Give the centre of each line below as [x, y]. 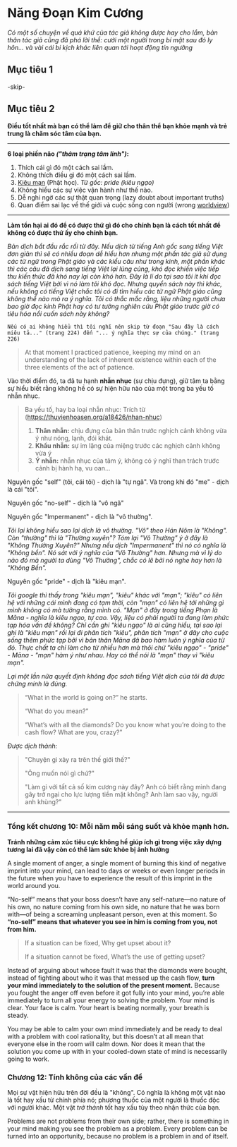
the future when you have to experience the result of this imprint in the [110, 878]
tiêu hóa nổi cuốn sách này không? [59, 314]
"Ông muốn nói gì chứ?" [60, 773]
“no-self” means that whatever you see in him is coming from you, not [113, 921]
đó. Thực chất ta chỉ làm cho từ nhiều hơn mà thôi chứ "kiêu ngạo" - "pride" [118, 648]
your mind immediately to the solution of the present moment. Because [114, 985]
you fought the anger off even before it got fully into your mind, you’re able [116, 993]
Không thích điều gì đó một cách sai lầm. [77, 175]
